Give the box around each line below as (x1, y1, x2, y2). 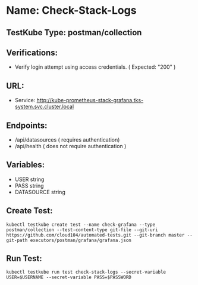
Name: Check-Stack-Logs (6, 4, 137, 17)
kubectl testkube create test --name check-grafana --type (6, 222, 156, 228)
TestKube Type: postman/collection (6, 27, 142, 38)
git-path (6, 237, 28, 243)
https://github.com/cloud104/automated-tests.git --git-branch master (6, 232, 185, 238)
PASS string (14, 182, 44, 189)
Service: (14, 97, 36, 104)
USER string (14, 176, 45, 183)
